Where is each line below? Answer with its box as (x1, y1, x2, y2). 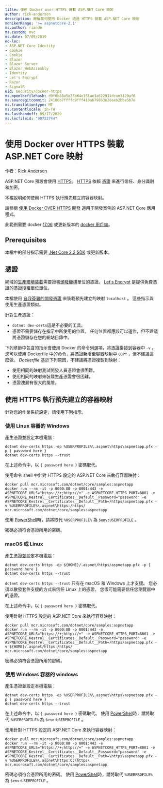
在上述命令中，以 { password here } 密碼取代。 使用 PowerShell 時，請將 (5, 710, 150, 716)
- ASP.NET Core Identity (5, 43, 55, 48)
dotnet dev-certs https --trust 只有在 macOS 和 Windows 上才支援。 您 (5, 580, 153, 586)
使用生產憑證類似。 (5, 302, 44, 307)
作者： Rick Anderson (5, 168, 48, 174)
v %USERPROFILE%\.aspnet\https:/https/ (5, 504, 86, 508)
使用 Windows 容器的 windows (5, 671, 78, 678)
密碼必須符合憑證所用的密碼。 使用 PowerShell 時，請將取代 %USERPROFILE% (5, 771, 153, 777)
